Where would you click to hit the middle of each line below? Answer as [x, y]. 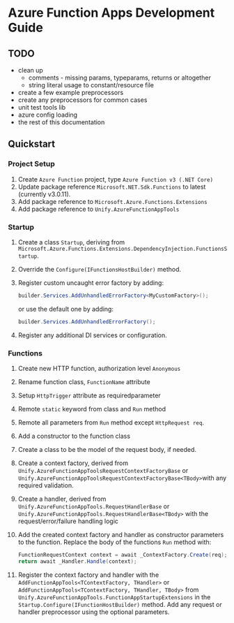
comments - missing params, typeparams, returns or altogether [119, 78]
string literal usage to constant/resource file [91, 85]
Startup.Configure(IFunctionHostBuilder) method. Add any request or [120, 604]
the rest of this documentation [61, 122]
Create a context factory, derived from [73, 463]
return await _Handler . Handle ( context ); [77, 561]
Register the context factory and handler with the [88, 575]
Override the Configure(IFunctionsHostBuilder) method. [100, 269]
